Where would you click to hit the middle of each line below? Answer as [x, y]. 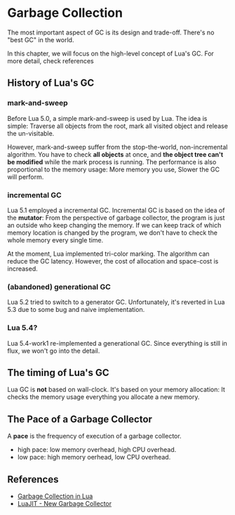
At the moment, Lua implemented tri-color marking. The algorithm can [108, 254]
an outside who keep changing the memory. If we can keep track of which [114, 225]
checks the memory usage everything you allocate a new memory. [103, 397]
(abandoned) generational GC [59, 287]
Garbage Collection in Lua [55, 496]
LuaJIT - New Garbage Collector [65, 503]
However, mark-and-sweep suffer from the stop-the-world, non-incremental [117, 147]
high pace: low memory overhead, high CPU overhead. [97, 450]
